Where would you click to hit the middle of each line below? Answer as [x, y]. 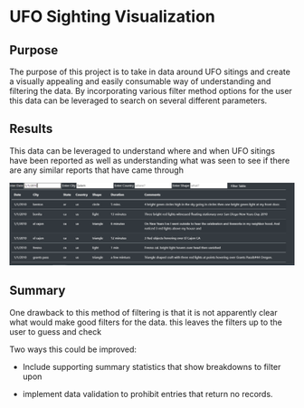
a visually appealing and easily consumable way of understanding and [140, 81]
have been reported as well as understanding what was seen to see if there [150, 160]
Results [31, 129]
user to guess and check [56, 331]
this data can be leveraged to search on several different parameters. [138, 100]
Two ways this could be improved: [73, 349]
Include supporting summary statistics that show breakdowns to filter [152, 366]
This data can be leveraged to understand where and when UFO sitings [142, 150]
